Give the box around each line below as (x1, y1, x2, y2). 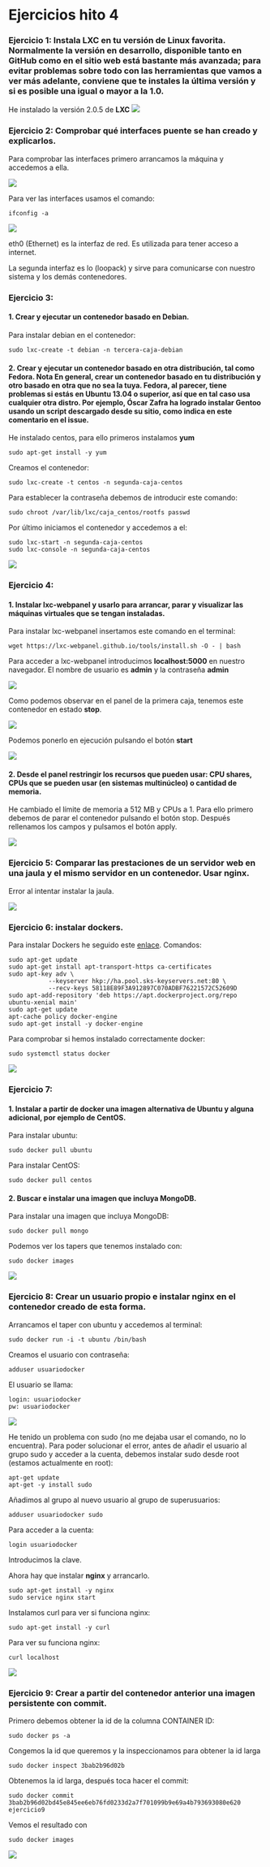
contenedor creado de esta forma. (8, 1302, 146, 1313)
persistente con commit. (8, 1697, 107, 1709)
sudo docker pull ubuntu (8, 1146, 92, 1154)
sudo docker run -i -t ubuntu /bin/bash (8, 1335, 148, 1344)
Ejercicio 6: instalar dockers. (8, 921, 124, 933)
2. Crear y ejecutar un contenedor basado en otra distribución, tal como (8, 363, 255, 373)
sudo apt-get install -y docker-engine (8, 1020, 144, 1029)
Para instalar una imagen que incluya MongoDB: (8, 1211, 169, 1221)
